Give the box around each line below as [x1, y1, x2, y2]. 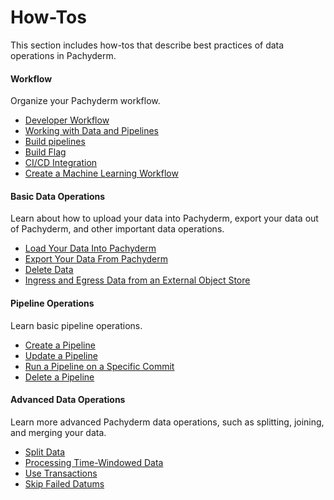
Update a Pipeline [24, 349, 98, 361]
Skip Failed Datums [24, 477, 105, 490]
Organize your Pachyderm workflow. [10, 95, 161, 107]
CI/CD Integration [24, 157, 98, 169]
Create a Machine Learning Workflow [24, 167, 179, 180]
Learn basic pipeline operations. [10, 319, 143, 331]
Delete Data [24, 264, 74, 276]
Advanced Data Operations [10, 394, 126, 406]
